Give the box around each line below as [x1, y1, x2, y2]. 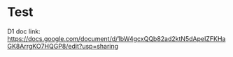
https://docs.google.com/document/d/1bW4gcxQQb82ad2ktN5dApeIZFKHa [7, 34, 226, 42]
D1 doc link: [7, 27, 41, 35]
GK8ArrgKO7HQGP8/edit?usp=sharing [7, 42, 119, 50]
